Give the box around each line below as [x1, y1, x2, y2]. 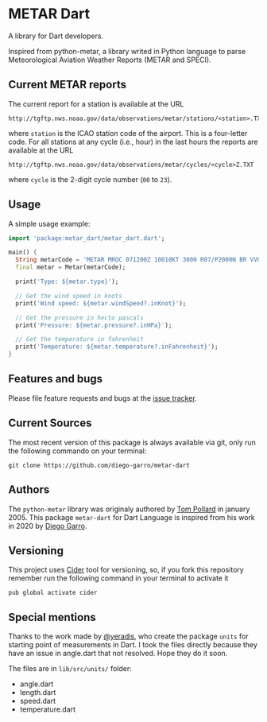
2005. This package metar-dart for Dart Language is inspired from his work [8, 512, 256, 522]
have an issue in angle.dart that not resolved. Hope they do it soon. [8, 649, 228, 658]
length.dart [19, 688, 56, 697]
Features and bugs [8, 372, 103, 386]
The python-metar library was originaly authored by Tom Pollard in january [8, 504, 250, 514]
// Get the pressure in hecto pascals [15, 313, 145, 322]
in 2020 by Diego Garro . [8, 521, 87, 530]
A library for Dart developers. [8, 31, 104, 41]
